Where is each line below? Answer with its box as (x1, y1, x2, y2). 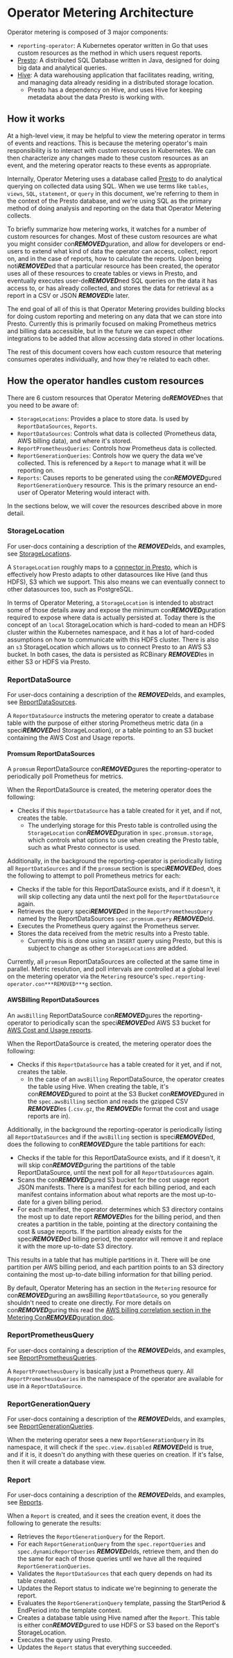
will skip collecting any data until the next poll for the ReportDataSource (17, 892, 219, 901)
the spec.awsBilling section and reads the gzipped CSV (27, 1097, 189, 1105)
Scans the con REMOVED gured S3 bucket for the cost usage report (17, 1175, 209, 1184)
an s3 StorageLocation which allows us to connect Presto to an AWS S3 (7, 642, 212, 651)
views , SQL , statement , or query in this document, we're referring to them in (7, 189, 220, 197)
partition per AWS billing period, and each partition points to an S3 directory (7, 1262, 224, 1271)
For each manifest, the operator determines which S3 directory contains (17, 1205, 224, 1213)
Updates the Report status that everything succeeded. (17, 1643, 172, 1652)
